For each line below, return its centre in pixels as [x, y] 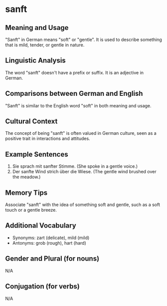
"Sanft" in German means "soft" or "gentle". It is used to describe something [83, 39]
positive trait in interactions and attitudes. [48, 139]
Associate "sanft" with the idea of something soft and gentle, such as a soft [83, 205]
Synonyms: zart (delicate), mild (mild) [51, 238]
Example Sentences [37, 154]
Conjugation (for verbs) [42, 286]
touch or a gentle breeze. [31, 210]
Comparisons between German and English [74, 94]
